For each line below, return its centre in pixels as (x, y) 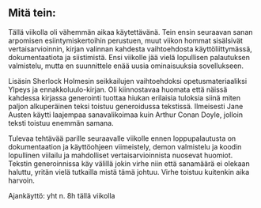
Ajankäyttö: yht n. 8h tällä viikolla (62, 195)
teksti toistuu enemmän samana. (61, 123)
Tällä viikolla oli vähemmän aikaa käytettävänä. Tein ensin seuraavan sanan (130, 32)
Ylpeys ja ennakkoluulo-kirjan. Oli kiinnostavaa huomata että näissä (118, 89)
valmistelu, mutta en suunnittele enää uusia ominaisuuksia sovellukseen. (126, 66)
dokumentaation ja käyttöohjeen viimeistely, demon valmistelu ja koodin (125, 146)
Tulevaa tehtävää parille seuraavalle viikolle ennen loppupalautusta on (122, 138)
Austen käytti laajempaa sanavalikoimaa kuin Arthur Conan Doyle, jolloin (126, 115)
